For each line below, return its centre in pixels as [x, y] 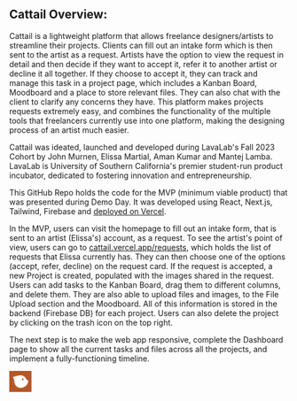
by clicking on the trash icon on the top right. [91, 322]
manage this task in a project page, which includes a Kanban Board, [133, 82]
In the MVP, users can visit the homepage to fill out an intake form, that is [143, 228]
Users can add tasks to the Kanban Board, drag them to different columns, [145, 285]
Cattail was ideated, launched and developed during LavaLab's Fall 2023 [142, 147]
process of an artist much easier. [69, 130]
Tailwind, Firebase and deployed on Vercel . [88, 211]
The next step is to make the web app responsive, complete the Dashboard [146, 339]
